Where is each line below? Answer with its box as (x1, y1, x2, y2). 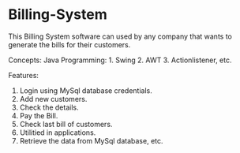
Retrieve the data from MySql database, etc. (19, 136, 163, 145)
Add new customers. (19, 94, 88, 103)
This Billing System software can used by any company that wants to (8, 32, 233, 41)
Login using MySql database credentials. (19, 85, 152, 95)
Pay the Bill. (19, 110, 58, 120)
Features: (8, 70, 39, 80)
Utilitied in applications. (19, 128, 96, 137)
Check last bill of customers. (19, 119, 113, 129)
